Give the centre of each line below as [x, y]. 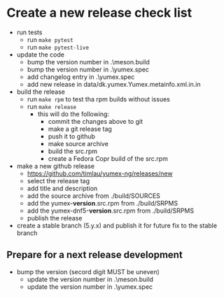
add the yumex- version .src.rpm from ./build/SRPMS [103, 203]
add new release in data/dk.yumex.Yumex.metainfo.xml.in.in [114, 84]
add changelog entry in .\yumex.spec [81, 77]
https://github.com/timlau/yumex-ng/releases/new [100, 173]
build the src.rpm [73, 151]
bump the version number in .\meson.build [88, 62]
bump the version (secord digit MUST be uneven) [88, 271]
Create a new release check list [99, 13]
